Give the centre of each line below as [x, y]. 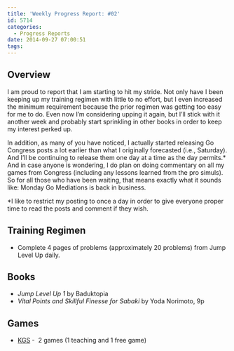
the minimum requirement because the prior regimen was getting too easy [115, 107]
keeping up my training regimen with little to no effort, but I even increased [115, 99]
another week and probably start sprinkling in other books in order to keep [115, 121]
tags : [15, 46]
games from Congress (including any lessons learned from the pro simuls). [115, 172]
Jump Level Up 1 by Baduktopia [63, 294]
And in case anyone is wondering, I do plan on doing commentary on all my [116, 165]
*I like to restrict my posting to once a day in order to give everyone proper [116, 201]
